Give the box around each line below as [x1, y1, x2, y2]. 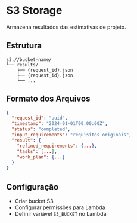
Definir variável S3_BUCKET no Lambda [14, 210, 107, 217]
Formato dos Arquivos [6, 94, 91, 104]
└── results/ [6, 62, 39, 68]
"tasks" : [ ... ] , [17, 148, 58, 154]
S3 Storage [6, 4, 63, 17]
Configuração [6, 182, 59, 192]
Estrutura [6, 41, 42, 51]
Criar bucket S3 [14, 198, 54, 204]
